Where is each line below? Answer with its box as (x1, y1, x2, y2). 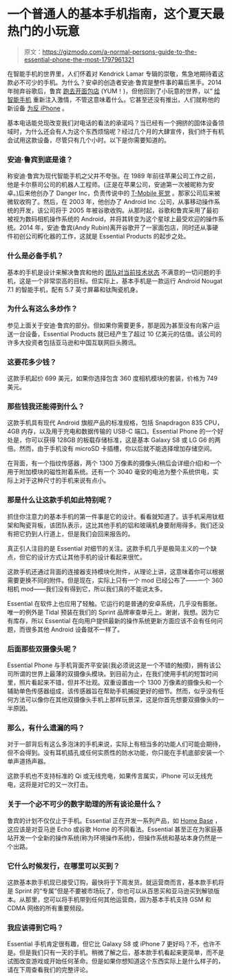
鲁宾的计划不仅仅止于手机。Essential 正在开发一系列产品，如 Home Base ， (7, 816, 222, 824)
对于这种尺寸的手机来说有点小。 (19, 476, 110, 484)
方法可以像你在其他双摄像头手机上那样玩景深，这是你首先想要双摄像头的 (12, 695, 218, 704)
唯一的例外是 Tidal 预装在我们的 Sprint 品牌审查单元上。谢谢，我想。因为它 (7, 608, 220, 616)
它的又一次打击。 (43, 780, 92, 789)
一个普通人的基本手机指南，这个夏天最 (7, 6, 225, 22)
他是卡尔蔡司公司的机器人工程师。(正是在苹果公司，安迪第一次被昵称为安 (7, 181, 215, 189)
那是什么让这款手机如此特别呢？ (7, 496, 114, 505)
